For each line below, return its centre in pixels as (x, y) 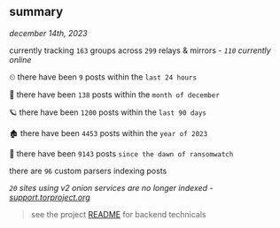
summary (36, 12)
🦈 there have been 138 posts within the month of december (114, 95)
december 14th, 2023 (48, 33)
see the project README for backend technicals (118, 214)
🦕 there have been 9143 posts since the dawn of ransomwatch (121, 153)
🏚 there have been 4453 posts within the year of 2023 (109, 133)
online (20, 59)
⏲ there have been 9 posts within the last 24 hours (103, 77)
